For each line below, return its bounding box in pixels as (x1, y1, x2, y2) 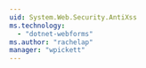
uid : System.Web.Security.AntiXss (9, 12, 138, 22)
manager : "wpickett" (9, 46, 86, 55)
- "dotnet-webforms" (17, 29, 93, 38)
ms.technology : (9, 21, 66, 30)
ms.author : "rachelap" (9, 37, 93, 47)
